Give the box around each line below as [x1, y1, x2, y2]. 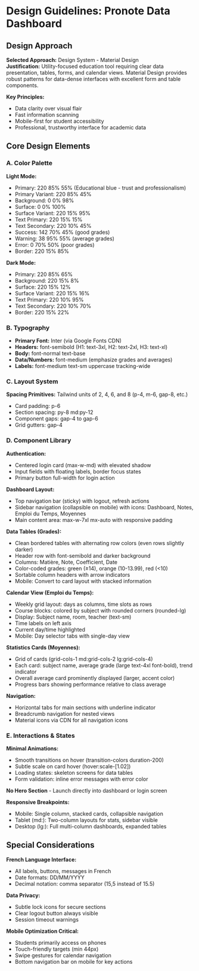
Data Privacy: [6, 892, 41, 899]
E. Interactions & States [6, 731, 76, 740]
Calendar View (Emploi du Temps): [6, 589, 94, 596]
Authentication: [6, 450, 46, 457]
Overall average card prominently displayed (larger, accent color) [14, 674, 175, 681]
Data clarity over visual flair [14, 105, 82, 112]
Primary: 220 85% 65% [14, 270, 73, 278]
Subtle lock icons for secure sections [14, 903, 106, 910]
